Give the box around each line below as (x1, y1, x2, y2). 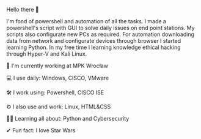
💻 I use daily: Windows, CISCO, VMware (6, 74, 109, 81)
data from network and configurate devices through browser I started (6, 37, 181, 44)
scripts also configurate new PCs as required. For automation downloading (6, 31, 194, 38)
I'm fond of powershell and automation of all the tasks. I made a (6, 18, 167, 24)
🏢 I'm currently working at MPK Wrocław (6, 62, 109, 69)
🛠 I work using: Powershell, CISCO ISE (6, 89, 104, 96)
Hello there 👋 (6, 6, 40, 13)
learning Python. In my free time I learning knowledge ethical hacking (6, 43, 181, 51)
